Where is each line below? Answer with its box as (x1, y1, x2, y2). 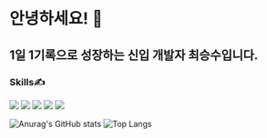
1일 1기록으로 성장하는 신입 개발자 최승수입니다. (9, 47, 259, 63)
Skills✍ (9, 75, 46, 88)
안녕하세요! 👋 (9, 8, 103, 29)
